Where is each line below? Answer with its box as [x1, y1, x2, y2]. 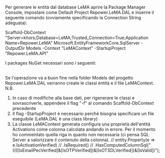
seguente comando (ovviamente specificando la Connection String [5, 15, 141, 20]
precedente [12, 106, 36, 111]
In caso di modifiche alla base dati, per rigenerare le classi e [12, 95, 135, 101]
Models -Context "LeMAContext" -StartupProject [26, 45, 126, 51]
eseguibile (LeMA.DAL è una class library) [12, 116, 98, 121]
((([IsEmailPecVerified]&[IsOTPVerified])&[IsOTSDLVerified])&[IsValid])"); [12, 148, 161, 153]
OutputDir [5, 45, 25, 51]
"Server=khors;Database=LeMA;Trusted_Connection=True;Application [5, 35, 149, 40]
